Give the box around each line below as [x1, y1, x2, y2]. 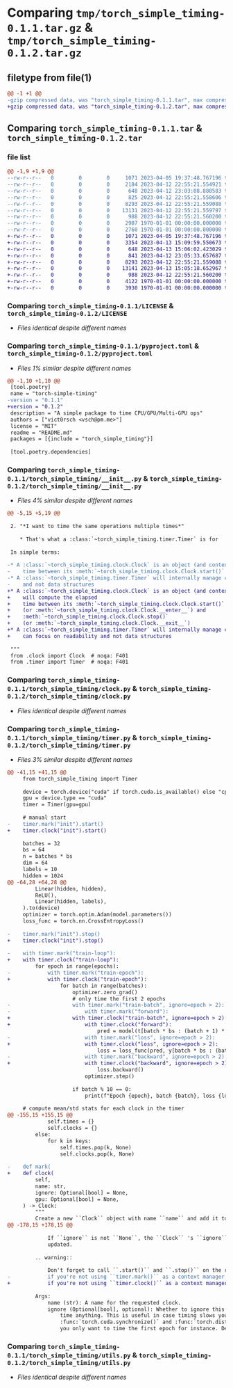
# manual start [22, 814, 67, 822]
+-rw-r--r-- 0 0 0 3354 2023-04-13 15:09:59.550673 [7, 239, 222, 246]
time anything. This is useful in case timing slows [60, 1312, 216, 1319]
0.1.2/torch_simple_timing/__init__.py [7, 482, 142, 490]
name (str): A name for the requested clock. [47, 1299, 182, 1306]
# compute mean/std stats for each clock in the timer [22, 1105, 185, 1112]
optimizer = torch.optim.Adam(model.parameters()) [22, 911, 172, 918]
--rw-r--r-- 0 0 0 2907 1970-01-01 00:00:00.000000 [7, 220, 222, 227]
